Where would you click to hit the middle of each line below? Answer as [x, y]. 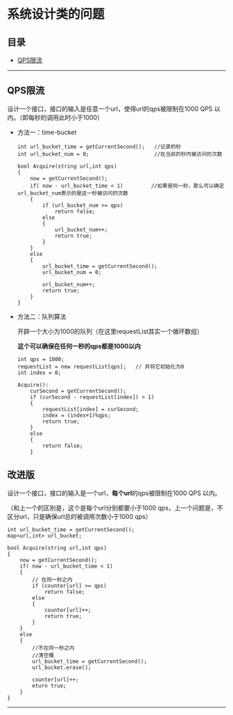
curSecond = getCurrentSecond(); [78, 391]
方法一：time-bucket [47, 132]
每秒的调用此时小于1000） [66, 117]
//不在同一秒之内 [53, 648]
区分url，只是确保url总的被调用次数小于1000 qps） [79, 516]
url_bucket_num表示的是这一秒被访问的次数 [72, 193]
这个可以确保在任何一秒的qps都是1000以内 [79, 346]
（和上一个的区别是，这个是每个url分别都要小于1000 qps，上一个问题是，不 [115, 508]
